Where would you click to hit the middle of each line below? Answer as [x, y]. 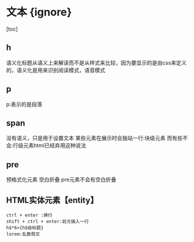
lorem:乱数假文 [23, 234]
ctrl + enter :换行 [29, 215]
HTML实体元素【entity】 [52, 200]
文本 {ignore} [39, 12]
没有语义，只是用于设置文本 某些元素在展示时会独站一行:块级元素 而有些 [94, 138]
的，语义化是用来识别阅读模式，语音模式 [56, 70]
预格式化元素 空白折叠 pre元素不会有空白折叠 [61, 180]
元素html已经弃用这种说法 [55, 145]
